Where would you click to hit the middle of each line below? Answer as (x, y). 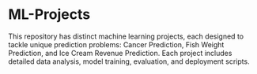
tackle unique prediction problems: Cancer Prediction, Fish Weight (116, 44)
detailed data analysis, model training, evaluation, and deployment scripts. (129, 61)
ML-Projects (49, 15)
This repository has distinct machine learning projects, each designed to (126, 36)
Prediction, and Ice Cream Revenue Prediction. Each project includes (120, 53)
